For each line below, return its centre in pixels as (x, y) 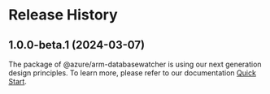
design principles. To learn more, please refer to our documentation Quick (132, 73)
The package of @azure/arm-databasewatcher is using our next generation (135, 64)
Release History (63, 15)
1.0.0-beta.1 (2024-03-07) (76, 45)
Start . (17, 81)
